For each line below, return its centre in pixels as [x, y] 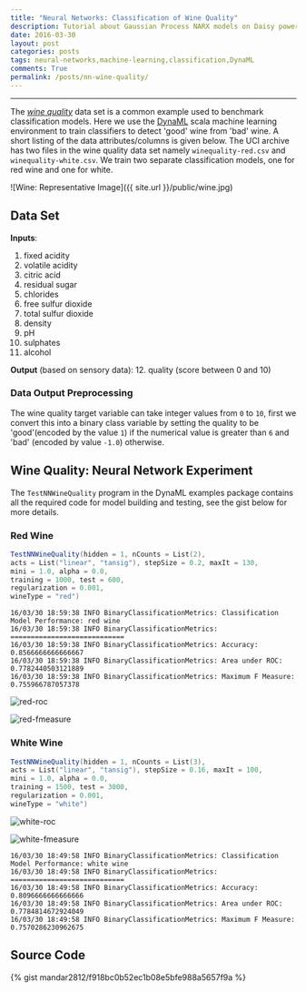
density [38, 323]
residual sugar [50, 284]
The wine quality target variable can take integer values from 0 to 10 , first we [153, 413]
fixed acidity [47, 255]
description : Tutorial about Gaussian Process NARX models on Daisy [143, 26]
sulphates [42, 342]
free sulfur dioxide [58, 304]
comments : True [39, 69]
